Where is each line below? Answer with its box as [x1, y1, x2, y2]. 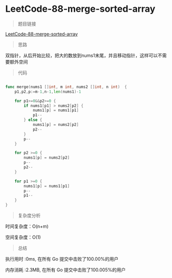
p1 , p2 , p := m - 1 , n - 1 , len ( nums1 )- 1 [14, 89, 81, 94]
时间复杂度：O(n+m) [5, 223, 49, 229]
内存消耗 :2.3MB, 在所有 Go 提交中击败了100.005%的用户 [5, 267, 126, 273]
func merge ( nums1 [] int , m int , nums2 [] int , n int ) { [5, 84, 127, 90]
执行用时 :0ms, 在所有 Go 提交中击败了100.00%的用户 [5, 256, 119, 262]
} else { [24, 117, 42, 123]
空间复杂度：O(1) [5, 234, 41, 241]
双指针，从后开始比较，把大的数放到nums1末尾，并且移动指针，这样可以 [5, 52, 158, 58]
